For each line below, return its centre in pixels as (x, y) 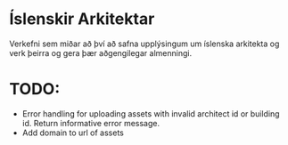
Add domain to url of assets (73, 133)
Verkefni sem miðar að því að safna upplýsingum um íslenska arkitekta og (144, 44)
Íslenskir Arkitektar (82, 19)
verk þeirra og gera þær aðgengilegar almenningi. (101, 52)
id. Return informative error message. (91, 123)
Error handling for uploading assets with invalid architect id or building (151, 113)
